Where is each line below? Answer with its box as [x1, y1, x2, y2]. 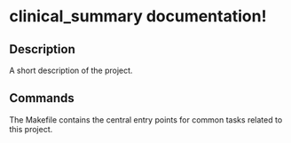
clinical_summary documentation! [9, 6, 267, 27]
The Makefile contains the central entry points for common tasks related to [9, 114, 283, 125]
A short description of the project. [9, 65, 133, 75]
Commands [9, 91, 75, 106]
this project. [9, 123, 53, 134]
